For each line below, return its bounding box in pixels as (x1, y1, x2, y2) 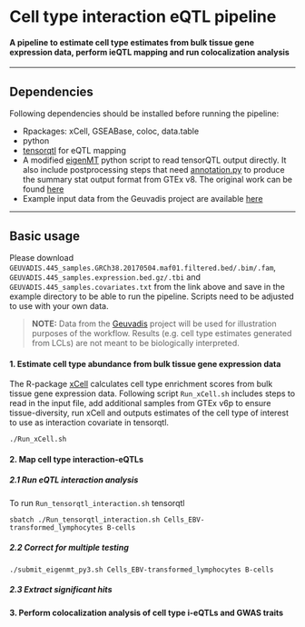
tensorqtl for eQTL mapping (22, 145, 127, 156)
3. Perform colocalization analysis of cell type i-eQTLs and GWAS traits (9, 607, 284, 618)
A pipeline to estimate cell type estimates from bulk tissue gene (9, 36, 254, 47)
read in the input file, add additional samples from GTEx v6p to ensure (9, 398, 271, 409)
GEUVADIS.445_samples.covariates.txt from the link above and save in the (9, 282, 286, 293)
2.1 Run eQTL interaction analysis (9, 474, 139, 485)
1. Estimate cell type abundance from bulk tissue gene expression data (9, 358, 281, 369)
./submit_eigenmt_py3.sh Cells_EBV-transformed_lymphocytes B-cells (9, 565, 274, 574)
